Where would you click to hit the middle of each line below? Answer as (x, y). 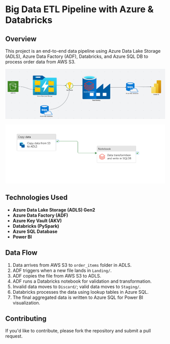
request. (14, 336)
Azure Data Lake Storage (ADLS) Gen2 (54, 210)
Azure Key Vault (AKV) (37, 220)
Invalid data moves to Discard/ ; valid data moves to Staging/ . (77, 286)
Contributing (26, 319)
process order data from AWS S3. (40, 62)
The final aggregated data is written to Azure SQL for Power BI (78, 297)
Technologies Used (36, 198)
